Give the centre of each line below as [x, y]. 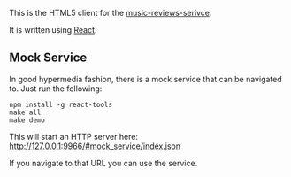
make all [25, 112]
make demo [27, 120]
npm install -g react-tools [61, 104]
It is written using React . [53, 30]
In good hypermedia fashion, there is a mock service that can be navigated [146, 79]
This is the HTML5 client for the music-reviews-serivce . [111, 13]
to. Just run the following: [56, 88]
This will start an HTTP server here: [74, 136]
